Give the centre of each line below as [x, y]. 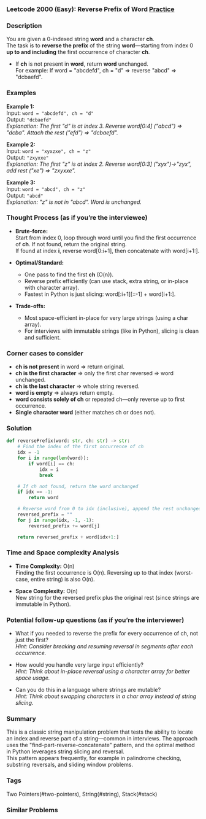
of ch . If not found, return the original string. [71, 244]
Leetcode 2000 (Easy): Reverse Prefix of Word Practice [90, 9]
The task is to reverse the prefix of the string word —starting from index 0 [100, 45]
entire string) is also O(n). [63, 579]
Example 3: [21, 182]
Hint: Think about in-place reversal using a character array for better [102, 672]
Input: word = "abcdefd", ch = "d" [50, 113]
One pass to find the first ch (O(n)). [69, 274]
